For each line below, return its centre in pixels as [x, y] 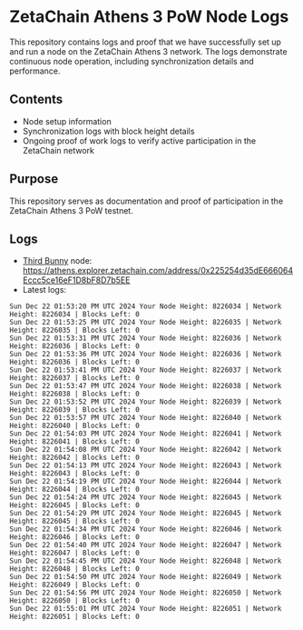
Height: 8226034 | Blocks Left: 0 [75, 315]
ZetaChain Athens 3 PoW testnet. [71, 210]
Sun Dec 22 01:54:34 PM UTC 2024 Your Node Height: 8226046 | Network [146, 529]
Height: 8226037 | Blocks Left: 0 [75, 378]
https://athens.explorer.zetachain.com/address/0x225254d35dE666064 [157, 271]
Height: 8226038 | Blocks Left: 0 [75, 394]
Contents [36, 100]
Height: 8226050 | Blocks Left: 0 [75, 601]
